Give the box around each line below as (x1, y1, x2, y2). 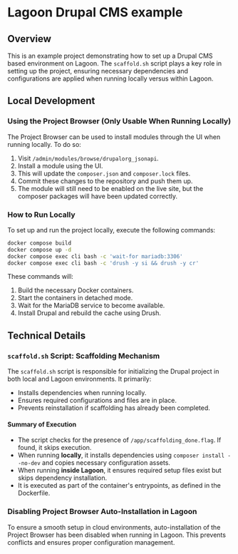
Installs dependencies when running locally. (17, 389, 147, 397)
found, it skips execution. (17, 443, 92, 452)
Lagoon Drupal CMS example (7, 4, 183, 21)
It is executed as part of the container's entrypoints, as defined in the (17, 481, 221, 490)
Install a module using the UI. (17, 161, 103, 170)
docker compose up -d (7, 246, 72, 253)
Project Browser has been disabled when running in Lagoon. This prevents (7, 530, 227, 539)
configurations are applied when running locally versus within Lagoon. (7, 74, 214, 83)
